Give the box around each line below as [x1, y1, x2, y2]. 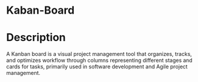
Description [6, 31, 66, 45]
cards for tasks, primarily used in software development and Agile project [6, 63, 188, 70]
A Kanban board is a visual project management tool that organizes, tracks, [6, 51, 192, 58]
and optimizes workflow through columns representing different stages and [6, 57, 193, 64]
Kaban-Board [6, 4, 75, 17]
